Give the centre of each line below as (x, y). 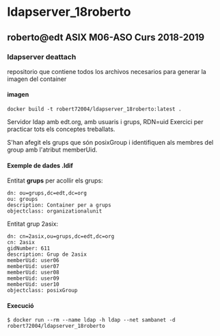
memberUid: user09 (33, 278)
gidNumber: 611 (29, 249)
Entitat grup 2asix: (33, 224)
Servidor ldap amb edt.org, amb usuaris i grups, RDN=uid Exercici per (105, 122)
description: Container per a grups (59, 205)
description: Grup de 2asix (47, 254)
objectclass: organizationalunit (55, 211)
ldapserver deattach (42, 57)
